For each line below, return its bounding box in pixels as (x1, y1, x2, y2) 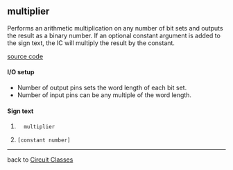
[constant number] (17, 137, 71, 144)
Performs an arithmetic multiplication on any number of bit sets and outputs (7, 24, 223, 32)
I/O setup (7, 68, 35, 76)
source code (7, 52, 44, 60)
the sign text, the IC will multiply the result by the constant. (7, 38, 175, 47)
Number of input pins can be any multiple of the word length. (17, 91, 192, 99)
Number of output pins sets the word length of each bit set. (17, 83, 187, 92)
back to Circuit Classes (7, 155, 74, 164)
